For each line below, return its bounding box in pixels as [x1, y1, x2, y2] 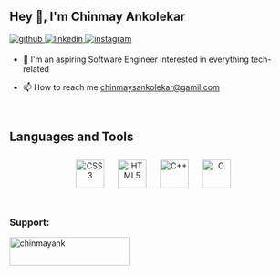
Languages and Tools [9, 129, 134, 145]
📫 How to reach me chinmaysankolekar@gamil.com [22, 81, 221, 92]
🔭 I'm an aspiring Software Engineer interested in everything [22, 54, 249, 65]
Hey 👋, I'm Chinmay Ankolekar [9, 9, 186, 25]
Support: [9, 216, 50, 229]
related [22, 63, 50, 74]
